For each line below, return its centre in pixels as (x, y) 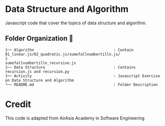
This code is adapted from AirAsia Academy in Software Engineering (75, 118)
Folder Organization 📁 (39, 38)
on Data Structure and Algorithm (40, 80)
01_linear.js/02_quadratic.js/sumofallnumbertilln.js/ (63, 54)
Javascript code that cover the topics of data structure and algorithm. (76, 23)
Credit (18, 104)
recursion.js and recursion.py (37, 71)
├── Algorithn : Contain (69, 50)
